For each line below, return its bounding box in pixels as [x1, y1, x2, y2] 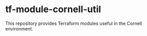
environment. [5, 25, 33, 31]
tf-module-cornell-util [5, 4, 101, 15]
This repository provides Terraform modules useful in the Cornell [5, 20, 142, 26]
